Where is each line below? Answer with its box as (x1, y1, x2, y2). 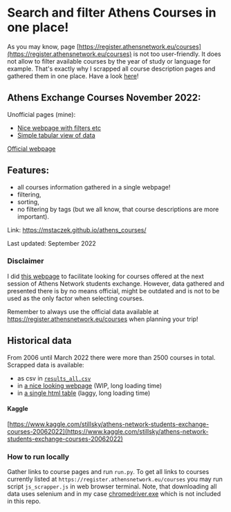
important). (17, 212, 50, 221)
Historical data (7, 335, 72, 347)
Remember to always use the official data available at (7, 307, 159, 316)
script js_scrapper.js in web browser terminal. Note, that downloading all (7, 482, 217, 491)
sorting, (17, 197, 39, 205)
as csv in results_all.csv (17, 374, 91, 382)
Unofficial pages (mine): (7, 110, 76, 118)
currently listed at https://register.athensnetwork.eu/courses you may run (7, 475, 223, 484)
